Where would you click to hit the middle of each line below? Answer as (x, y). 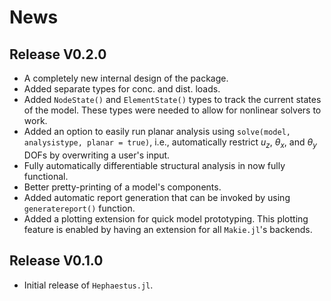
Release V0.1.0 (56, 261)
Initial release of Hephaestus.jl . (88, 285)
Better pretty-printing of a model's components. (122, 187)
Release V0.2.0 (58, 54)
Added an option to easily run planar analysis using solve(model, (157, 131)
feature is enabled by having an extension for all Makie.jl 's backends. (168, 229)
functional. (46, 176)
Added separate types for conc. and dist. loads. (122, 89)
